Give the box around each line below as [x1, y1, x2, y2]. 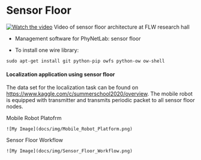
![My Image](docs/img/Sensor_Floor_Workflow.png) [6, 148, 133, 154]
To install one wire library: [14, 46, 79, 54]
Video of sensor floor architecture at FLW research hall [53, 23, 190, 30]
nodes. [6, 103, 23, 110]
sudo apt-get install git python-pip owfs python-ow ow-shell [6, 58, 165, 64]
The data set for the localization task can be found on [6, 84, 139, 91]
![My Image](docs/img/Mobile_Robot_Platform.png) [6, 126, 133, 132]
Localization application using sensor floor [6, 70, 115, 78]
